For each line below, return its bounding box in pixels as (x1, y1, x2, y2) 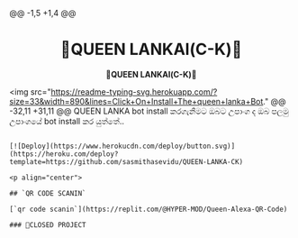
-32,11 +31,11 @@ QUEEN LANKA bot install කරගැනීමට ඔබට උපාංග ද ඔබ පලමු (9, 105, 290, 116)
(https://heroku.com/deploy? (9, 149, 119, 159)
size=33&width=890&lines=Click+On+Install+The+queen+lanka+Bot (9, 96, 264, 106)
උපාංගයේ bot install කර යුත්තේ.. (9, 115, 124, 126)
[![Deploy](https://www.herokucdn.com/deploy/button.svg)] (9, 142, 236, 151)
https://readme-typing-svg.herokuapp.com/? (50, 86, 218, 97)
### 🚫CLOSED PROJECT (9, 220, 87, 229)
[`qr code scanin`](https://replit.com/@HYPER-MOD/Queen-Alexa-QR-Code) (9, 205, 288, 214)
